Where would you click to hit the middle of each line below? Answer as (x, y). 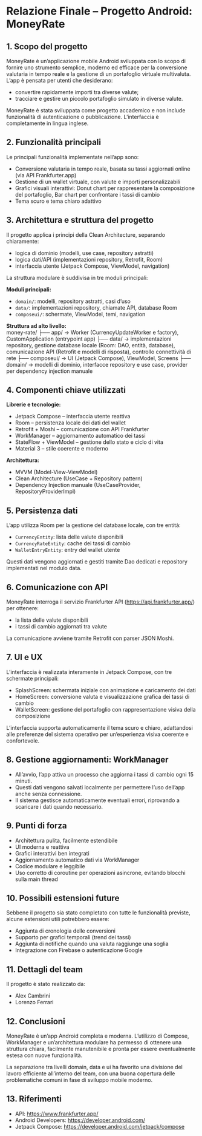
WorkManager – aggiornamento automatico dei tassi (80, 436)
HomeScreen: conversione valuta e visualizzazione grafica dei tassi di (102, 696)
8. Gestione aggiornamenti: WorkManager (87, 760)
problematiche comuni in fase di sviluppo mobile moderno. (80, 1080)
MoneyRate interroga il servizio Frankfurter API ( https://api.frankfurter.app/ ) (101, 602)
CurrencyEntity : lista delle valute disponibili (69, 537)
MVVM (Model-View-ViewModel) (56, 472)
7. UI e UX (24, 657)
